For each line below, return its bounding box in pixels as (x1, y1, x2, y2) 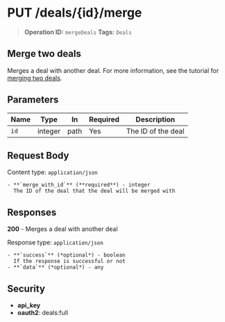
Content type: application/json (7, 168, 99, 176)
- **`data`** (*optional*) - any (7, 264, 104, 271)
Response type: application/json (7, 238, 104, 247)
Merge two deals (7, 48, 81, 60)
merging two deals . (7, 74, 62, 82)
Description (135, 115, 176, 124)
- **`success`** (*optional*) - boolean (7, 252, 126, 259)
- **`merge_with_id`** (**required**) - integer (7, 182, 151, 189)
